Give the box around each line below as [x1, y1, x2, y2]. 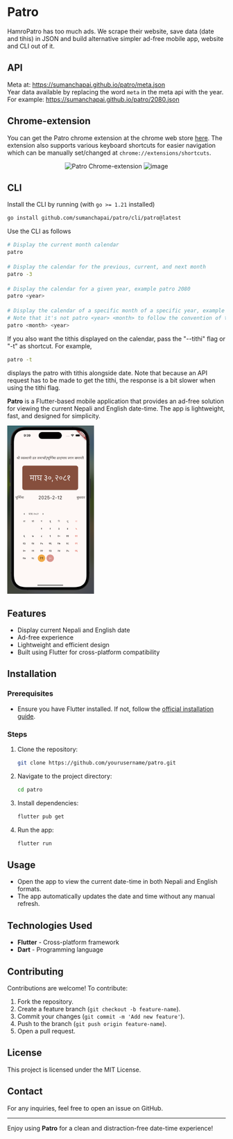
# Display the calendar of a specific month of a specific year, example [7, 307, 225, 314]
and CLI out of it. [7, 42, 55, 50]
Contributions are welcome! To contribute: [7, 984, 128, 992]
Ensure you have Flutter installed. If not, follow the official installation [17, 705, 214, 713]
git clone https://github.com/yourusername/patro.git [17, 760, 176, 767]
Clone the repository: [17, 745, 78, 753]
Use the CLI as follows [7, 227, 71, 236]
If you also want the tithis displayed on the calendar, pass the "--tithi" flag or [7, 334, 226, 343]
